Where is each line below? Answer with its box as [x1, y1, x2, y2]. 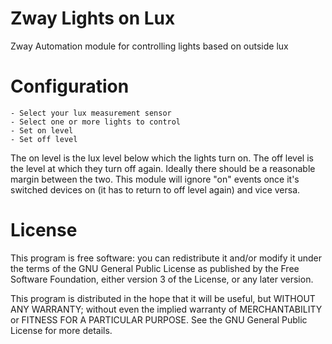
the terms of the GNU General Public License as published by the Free [10, 262, 300, 274]
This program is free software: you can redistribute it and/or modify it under [10, 252, 322, 264]
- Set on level [10, 125, 74, 136]
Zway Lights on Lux [10, 7, 176, 30]
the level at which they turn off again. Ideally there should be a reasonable [10, 162, 316, 174]
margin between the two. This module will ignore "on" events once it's [10, 173, 300, 185]
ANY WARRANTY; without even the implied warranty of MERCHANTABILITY [10, 303, 323, 315]
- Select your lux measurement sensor [10, 108, 172, 118]
